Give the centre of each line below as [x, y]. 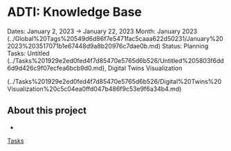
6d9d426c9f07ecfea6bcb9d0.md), [57, 68]
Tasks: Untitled [28, 53]
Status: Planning [185, 46]
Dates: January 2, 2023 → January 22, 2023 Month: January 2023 [102, 31]
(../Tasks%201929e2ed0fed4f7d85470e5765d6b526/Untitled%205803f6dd [116, 60]
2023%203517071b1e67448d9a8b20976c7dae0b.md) [84, 46]
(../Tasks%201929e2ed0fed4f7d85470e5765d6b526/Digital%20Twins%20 [114, 81]
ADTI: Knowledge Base [74, 12]
